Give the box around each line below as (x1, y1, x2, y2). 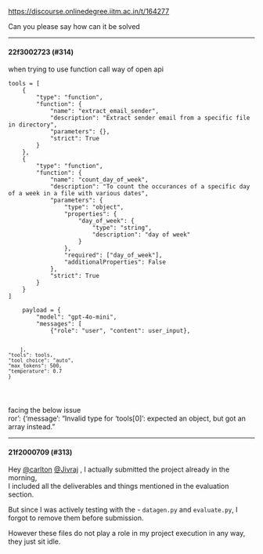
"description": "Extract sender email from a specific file (49, 114, 250, 122)
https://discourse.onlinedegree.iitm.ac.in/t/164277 (8, 7, 170, 16)
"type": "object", (63, 203, 124, 211)
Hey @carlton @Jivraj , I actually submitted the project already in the (8, 465, 230, 474)
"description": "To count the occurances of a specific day (49, 183, 250, 191)
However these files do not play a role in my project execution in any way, (8, 529, 246, 538)
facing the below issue (8, 405, 81, 414)
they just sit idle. (8, 537, 61, 546)
